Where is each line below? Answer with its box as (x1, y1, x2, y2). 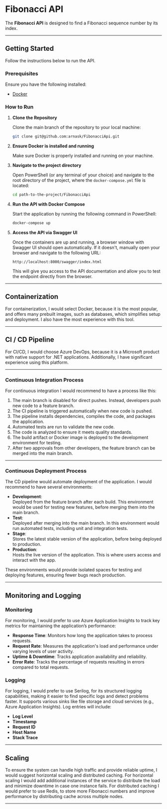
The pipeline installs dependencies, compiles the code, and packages (12, 413, 156, 419)
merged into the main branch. (12, 450, 73, 456)
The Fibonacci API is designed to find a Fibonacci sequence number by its (5, 20, 158, 26)
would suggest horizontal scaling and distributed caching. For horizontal (5, 772, 153, 778)
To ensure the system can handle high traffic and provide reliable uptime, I (5, 767, 158, 773)
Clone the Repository (12, 115, 57, 121)
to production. (12, 541, 42, 547)
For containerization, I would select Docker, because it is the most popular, (5, 305, 158, 312)
